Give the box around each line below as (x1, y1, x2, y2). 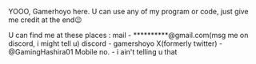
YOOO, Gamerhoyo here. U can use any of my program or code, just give (8, 7, 250, 16)
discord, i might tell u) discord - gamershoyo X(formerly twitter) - (8, 39, 222, 48)
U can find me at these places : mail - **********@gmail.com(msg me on (8, 31, 249, 40)
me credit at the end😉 (8, 15, 82, 24)
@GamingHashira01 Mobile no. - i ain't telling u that (8, 47, 178, 56)
